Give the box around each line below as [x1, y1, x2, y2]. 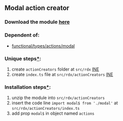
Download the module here [4, 19, 70, 25]
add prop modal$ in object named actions [11, 110, 95, 117]
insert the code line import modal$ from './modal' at [11, 100, 118, 106]
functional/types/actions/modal [11, 43, 75, 48]
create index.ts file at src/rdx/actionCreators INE [11, 71, 113, 77]
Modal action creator [4, 4, 69, 12]
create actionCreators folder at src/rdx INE [11, 66, 100, 72]
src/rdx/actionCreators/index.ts [11, 106, 80, 111]
